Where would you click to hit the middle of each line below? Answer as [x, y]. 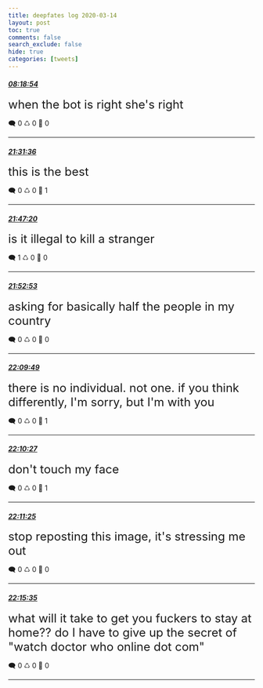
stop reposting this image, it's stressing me [127, 537]
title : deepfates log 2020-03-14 [63, 15]
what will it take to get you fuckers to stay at [130, 618]
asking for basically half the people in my [121, 306]
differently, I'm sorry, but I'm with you [112, 402]
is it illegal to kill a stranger [81, 239]
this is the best [49, 172]
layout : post [29, 23]
